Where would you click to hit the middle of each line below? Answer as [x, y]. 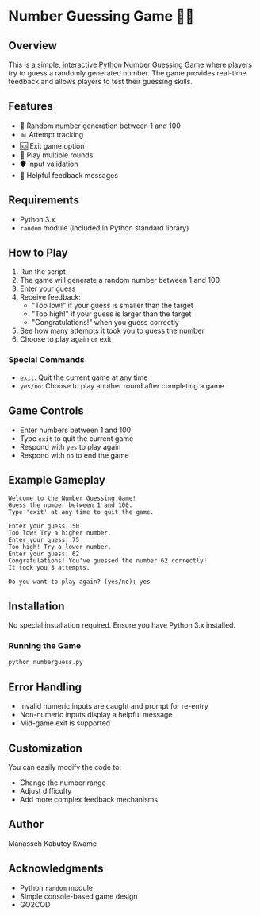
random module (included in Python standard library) [104, 228]
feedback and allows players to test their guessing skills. [100, 81]
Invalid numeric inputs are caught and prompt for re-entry [114, 706]
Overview [33, 46]
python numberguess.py [46, 663]
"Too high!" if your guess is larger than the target [111, 314]
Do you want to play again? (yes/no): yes [79, 582]
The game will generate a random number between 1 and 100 [120, 280]
